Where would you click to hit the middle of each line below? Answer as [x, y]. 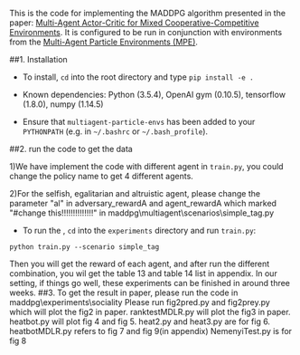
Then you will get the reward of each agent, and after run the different [140, 264]
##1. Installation [38, 59]
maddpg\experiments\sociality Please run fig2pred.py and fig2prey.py [140, 302]
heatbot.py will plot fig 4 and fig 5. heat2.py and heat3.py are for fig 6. [140, 321]
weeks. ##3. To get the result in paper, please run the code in [124, 293]
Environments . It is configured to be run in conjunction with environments [146, 32]
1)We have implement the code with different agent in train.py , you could [146, 166]
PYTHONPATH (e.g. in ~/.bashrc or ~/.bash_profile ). [115, 131]
